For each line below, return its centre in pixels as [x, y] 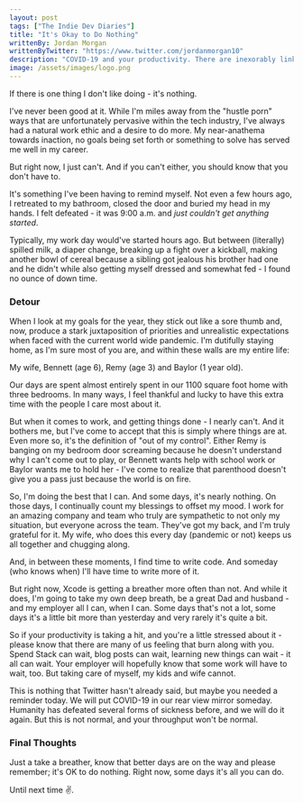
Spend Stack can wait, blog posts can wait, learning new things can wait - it [150, 654]
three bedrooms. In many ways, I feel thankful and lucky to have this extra [147, 395]
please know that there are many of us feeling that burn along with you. [142, 644]
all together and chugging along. [70, 544]
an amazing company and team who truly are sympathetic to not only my [145, 516]
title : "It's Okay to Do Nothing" [74, 34]
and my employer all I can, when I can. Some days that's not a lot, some [143, 608]
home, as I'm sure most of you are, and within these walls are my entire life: [150, 350]
